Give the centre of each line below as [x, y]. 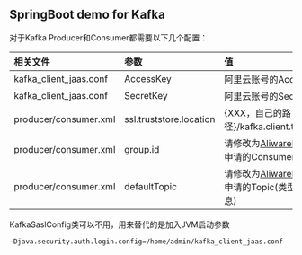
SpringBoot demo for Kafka [88, 15]
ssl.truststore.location [170, 119]
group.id [142, 149]
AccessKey [148, 78]
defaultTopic [151, 186]
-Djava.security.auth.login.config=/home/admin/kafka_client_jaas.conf [146, 242]
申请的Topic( [251, 187]
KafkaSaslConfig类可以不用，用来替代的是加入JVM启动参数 [120, 224]
